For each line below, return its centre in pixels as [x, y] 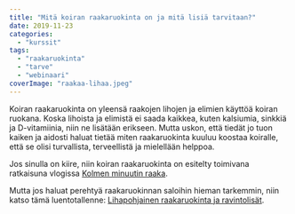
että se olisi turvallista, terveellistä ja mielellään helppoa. [112, 147]
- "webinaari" [43, 75]
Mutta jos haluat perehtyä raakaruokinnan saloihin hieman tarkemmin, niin [144, 190]
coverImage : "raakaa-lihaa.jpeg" [71, 83]
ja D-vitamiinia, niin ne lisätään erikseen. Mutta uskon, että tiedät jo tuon [141, 127]
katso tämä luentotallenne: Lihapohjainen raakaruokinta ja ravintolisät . [137, 200]
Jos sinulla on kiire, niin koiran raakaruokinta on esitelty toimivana [129, 163]
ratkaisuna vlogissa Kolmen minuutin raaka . [89, 173]
